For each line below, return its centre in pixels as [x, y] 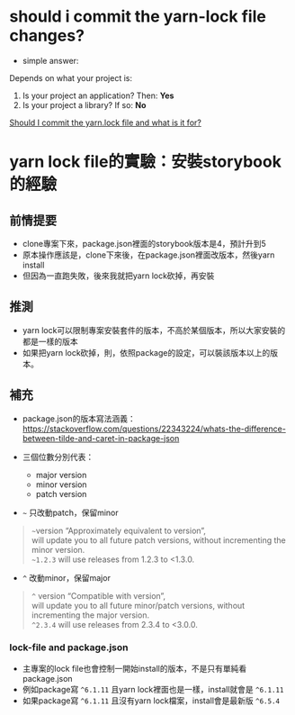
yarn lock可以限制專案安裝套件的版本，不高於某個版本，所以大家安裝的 [154, 330]
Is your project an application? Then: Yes [98, 95]
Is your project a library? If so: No [84, 104]
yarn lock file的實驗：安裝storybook [145, 162]
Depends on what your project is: [71, 77]
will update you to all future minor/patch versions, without [138, 605]
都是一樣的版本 [50, 341]
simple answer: [50, 60]
